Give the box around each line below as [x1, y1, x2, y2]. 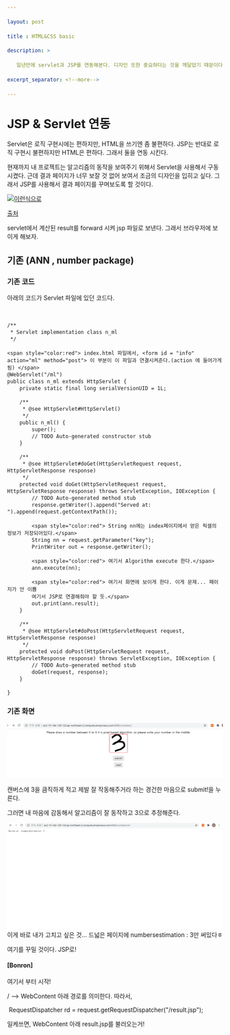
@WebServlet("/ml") [7, 371, 63, 378]
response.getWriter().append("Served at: [31, 501, 152, 508]
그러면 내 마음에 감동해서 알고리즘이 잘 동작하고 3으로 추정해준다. [7, 808, 181, 816]
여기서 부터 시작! [7, 977, 51, 986]
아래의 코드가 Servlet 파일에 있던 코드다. [7, 294, 115, 302]
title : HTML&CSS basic [7, 33, 75, 40]
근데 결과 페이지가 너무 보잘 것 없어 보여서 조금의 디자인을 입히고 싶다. [27, 171, 214, 180]
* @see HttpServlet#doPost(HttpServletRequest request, [22, 628, 186, 634]
